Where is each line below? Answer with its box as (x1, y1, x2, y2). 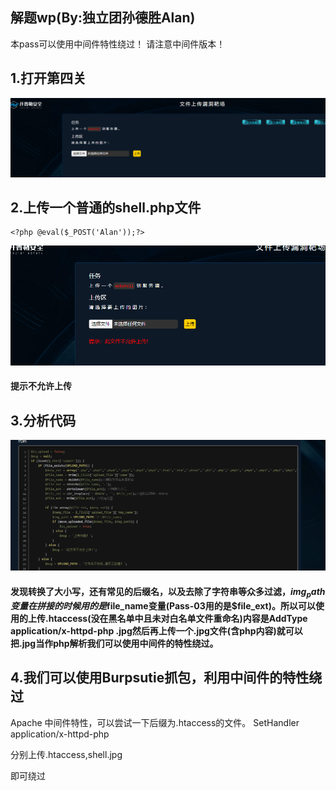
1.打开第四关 (10, 70, 87, 87)
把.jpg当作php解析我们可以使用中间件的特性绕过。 (10, 637, 219, 649)
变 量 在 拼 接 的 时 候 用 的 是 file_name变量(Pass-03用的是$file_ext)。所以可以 (10, 599, 316, 612)
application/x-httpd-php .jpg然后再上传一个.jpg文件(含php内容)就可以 (10, 624, 303, 637)
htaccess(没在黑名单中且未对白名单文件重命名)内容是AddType (48, 612, 308, 624)
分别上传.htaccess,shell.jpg (10, 748, 123, 760)
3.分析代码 (10, 412, 77, 429)
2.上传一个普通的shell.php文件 (10, 199, 202, 216)
